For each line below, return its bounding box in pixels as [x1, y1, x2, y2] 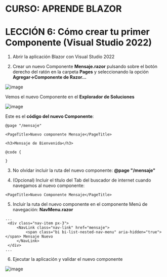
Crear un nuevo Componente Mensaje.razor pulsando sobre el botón [12, 64, 158, 70]
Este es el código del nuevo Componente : [5, 113, 94, 119]
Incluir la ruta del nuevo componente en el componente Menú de [12, 201, 148, 207]
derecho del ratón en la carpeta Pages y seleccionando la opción [12, 69, 149, 75]
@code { [5, 150, 22, 155]
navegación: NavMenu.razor [12, 207, 73, 213]
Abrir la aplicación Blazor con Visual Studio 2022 [12, 54, 115, 60]
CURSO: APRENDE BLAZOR [5, 3, 122, 15]
